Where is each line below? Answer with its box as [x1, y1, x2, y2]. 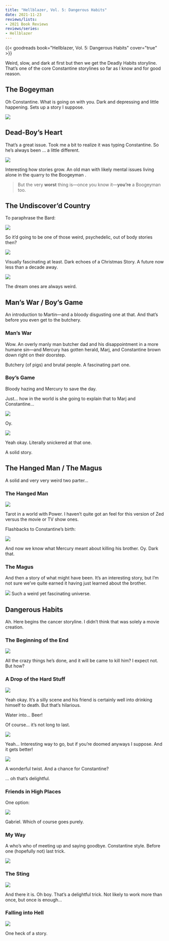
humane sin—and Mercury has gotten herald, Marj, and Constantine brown [5, 346, 161, 352]
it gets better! [5, 746, 33, 752]
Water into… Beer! [5, 711, 43, 718]
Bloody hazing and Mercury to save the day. [5, 385, 97, 392]
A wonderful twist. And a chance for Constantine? [5, 766, 109, 772]
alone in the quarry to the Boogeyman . [5, 171, 87, 177]
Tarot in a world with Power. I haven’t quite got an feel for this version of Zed [5, 511, 164, 517]
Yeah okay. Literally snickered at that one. [5, 439, 92, 445]
